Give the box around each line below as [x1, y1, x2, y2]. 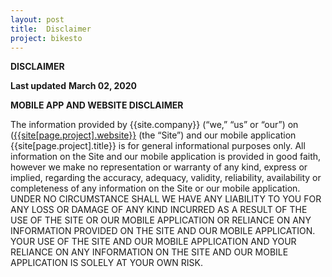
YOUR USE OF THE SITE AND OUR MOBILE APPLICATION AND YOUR [10, 236, 297, 248]
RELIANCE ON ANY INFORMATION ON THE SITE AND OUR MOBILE [10, 246, 289, 258]
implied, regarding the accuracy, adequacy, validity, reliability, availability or [10, 172, 322, 184]
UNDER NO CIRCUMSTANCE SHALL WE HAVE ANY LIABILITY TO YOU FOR [10, 193, 322, 205]
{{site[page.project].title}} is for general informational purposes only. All [10, 140, 306, 152]
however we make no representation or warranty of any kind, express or [10, 161, 308, 173]
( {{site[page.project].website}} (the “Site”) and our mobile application [10, 129, 297, 141]
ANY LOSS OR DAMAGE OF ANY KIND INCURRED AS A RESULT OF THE [10, 204, 308, 216]
